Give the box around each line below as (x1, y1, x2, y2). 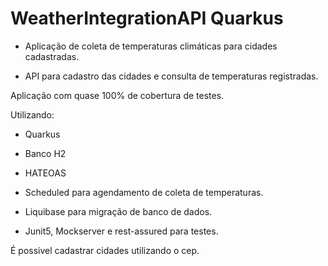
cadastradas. (24, 50, 80, 62)
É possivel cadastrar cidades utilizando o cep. (10, 244, 200, 256)
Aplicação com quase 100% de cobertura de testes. (10, 89, 225, 101)
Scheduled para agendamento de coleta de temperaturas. (24, 186, 264, 198)
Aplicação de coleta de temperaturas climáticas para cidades (24, 40, 278, 52)
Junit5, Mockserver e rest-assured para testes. (24, 225, 219, 237)
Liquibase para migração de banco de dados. (24, 205, 213, 217)
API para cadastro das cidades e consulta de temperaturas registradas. (24, 70, 319, 82)
